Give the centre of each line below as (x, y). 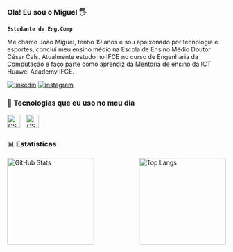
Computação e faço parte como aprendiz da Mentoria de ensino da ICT (109, 64)
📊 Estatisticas (32, 144)
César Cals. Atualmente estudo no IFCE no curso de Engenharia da (103, 57)
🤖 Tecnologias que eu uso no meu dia (71, 103)
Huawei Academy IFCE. (41, 72)
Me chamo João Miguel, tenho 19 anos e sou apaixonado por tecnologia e (113, 42)
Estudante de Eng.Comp (40, 29)
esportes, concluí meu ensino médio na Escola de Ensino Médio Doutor (109, 49)
